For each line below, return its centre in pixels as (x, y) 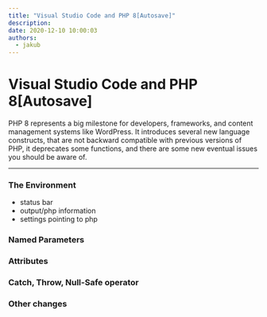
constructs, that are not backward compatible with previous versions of (125, 141)
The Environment (43, 185)
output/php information (58, 211)
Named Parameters (46, 240)
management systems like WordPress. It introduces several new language (129, 132)
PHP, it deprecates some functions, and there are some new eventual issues (133, 149)
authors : (23, 38)
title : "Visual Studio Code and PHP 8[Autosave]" (92, 15)
